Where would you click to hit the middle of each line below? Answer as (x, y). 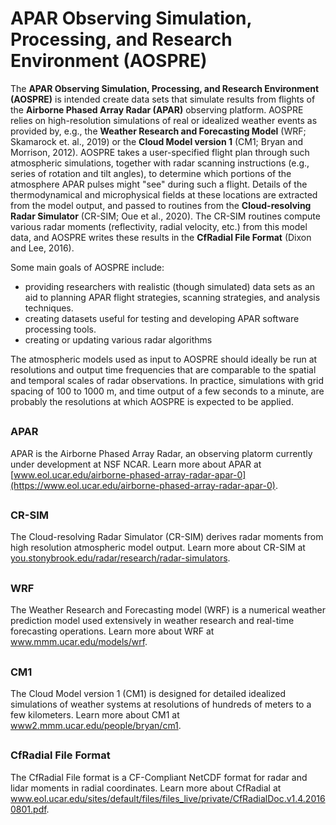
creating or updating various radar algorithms (118, 339)
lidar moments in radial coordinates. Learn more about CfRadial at (146, 788)
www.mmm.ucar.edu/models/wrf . (79, 642)
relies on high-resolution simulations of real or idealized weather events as (164, 120)
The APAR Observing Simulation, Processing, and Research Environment (165, 88)
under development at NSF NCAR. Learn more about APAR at (136, 464)
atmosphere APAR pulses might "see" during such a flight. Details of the (159, 184)
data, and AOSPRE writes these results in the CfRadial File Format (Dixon (161, 237)
